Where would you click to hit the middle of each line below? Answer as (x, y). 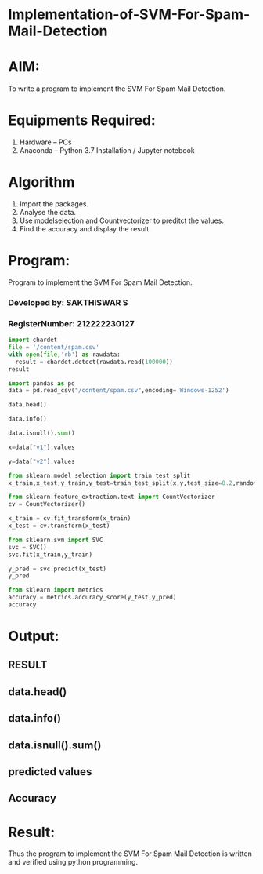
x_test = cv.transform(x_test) (59, 526)
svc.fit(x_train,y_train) (50, 555)
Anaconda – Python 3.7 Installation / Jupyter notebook (107, 151)
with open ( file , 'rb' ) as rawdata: (65, 355)
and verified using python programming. (73, 862)
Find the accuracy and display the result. (85, 229)
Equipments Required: (82, 120)
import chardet (33, 340)
